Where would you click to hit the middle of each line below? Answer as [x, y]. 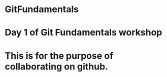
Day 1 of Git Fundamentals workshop [83, 33]
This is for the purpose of [59, 55]
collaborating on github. [57, 66]
